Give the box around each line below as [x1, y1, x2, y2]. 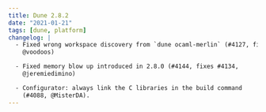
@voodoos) [22, 48, 55, 56]
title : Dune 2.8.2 [8, 11, 69, 20]
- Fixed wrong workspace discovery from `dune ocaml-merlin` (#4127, [15, 41, 249, 49]
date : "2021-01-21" [8, 19, 73, 27]
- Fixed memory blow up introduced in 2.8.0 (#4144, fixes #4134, [15, 62, 239, 71]
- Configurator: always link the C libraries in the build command [15, 84, 243, 91]
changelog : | [8, 33, 51, 42]
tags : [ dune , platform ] [8, 26, 87, 34]
